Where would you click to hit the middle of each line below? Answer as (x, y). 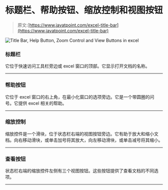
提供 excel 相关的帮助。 (42, 103)
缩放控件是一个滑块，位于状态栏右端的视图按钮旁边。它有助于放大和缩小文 (82, 133)
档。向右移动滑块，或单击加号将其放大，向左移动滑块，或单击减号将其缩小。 (84, 140)
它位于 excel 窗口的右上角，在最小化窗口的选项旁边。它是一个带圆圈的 (77, 97)
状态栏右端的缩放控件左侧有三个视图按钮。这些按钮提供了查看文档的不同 (79, 171)
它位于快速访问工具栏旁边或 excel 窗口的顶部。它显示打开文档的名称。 (77, 66)
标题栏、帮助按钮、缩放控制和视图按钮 (84, 10)
